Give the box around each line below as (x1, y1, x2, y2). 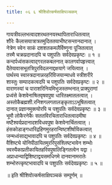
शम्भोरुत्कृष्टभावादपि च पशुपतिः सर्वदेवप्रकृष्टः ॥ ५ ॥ (6, 159, 103, 166)
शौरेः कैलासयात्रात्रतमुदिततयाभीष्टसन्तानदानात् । (6, 37, 97, 45)
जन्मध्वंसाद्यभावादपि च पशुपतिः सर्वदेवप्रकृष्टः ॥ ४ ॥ (6, 132, 102, 139)
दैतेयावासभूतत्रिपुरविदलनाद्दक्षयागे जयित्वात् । (6, 64, 89, 72)
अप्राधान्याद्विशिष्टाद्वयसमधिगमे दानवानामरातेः (6, 152, 87, 160)
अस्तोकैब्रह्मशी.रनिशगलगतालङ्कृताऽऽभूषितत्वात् (6, 98, 96, 105)
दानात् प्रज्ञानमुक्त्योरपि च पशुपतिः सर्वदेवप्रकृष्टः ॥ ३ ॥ (6, 105, 106, 112)
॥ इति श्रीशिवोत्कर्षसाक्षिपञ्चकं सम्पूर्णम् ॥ (6, 171, 83, 178)
